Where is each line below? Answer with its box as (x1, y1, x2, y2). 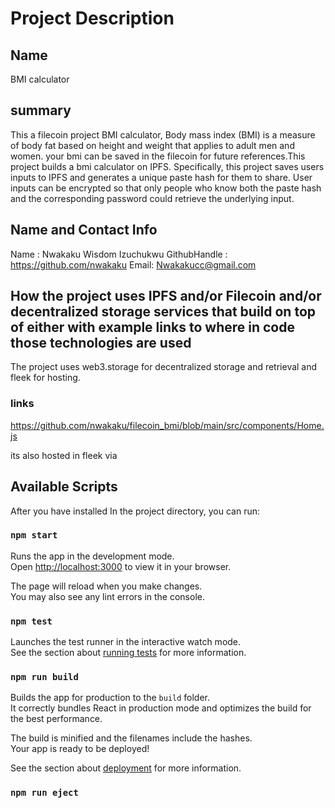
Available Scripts (10, 478, 118, 496)
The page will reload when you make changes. (10, 580, 203, 592)
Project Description (10, 7, 175, 30)
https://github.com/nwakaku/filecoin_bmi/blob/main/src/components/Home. (10, 419, 325, 431)
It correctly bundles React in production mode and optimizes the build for (10, 702, 312, 714)
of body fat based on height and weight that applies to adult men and (10, 139, 295, 151)
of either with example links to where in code (10, 319, 295, 336)
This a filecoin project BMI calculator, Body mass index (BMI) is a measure (10, 128, 316, 141)
